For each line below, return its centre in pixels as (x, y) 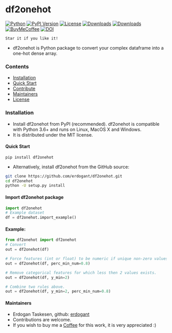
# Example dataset (25, 213)
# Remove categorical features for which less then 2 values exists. (81, 273)
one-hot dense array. (35, 53)
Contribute (24, 88)
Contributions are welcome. (42, 320)
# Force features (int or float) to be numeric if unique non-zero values (87, 259)
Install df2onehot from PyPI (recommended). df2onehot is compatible (86, 124)
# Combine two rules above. (35, 287)
